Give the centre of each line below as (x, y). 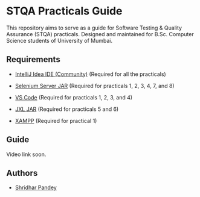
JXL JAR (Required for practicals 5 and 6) (67, 109)
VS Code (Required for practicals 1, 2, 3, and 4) (74, 97)
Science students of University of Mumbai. (60, 40)
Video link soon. (26, 154)
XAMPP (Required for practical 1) (56, 120)
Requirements (33, 59)
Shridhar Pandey (36, 187)
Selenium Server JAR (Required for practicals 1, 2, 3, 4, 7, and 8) (95, 86)
